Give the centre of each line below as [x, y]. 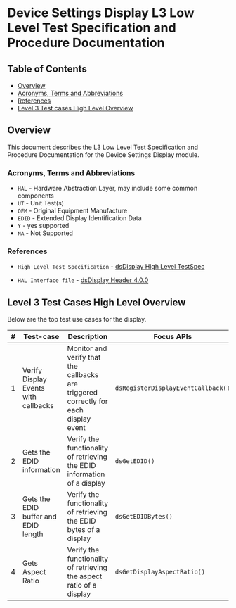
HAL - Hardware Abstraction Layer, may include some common [107, 189]
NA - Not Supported [45, 233]
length [33, 534]
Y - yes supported [43, 226]
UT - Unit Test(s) [41, 203]
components [35, 196]
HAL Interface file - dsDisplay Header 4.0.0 [83, 280]
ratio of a [82, 585]
